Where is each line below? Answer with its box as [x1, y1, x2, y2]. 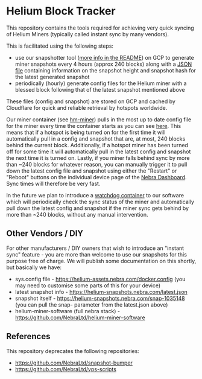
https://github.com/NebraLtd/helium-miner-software [14, 314, 146, 321]
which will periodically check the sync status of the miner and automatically [6, 198, 195, 205]
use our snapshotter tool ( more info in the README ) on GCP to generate [14, 54, 194, 61]
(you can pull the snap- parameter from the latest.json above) [14, 301, 168, 308]
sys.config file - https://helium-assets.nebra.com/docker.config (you [14, 275, 186, 282]
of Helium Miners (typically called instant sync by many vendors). [6, 30, 169, 37]
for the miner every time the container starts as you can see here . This [6, 122, 181, 129]
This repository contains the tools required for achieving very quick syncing [6, 24, 194, 31]
